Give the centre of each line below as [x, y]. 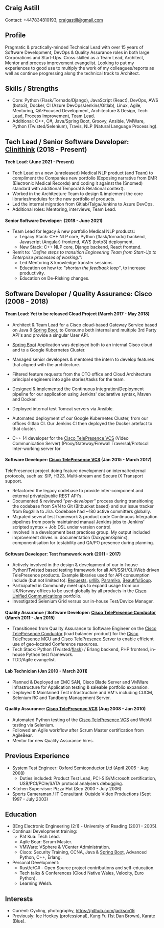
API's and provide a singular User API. [50, 335]
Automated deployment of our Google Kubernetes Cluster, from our [80, 418]
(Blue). [19, 921]
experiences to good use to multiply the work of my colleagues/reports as [80, 68]
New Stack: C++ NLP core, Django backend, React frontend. [81, 247]
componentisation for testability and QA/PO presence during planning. [83, 543]
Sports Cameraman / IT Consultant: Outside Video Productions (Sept [81, 794]
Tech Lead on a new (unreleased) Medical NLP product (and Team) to [82, 173]
